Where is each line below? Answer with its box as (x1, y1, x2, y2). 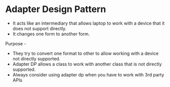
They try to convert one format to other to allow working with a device (12, 50, 159, 56)
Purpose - (5, 40, 26, 46)
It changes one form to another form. (12, 31, 90, 37)
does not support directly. (12, 25, 67, 31)
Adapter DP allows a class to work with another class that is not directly (12, 61, 162, 67)
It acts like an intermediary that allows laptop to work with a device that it (12, 20, 165, 26)
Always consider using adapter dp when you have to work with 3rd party (12, 71, 164, 77)
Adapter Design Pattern (5, 4, 106, 15)
